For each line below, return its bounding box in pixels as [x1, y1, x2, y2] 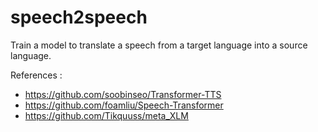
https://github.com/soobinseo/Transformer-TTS [24, 88, 222, 100]
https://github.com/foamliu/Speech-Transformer [24, 99, 224, 111]
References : [10, 69, 63, 81]
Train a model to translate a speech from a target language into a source [10, 39, 308, 51]
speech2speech [10, 6, 148, 29]
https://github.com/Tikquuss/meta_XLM [24, 109, 189, 121]
